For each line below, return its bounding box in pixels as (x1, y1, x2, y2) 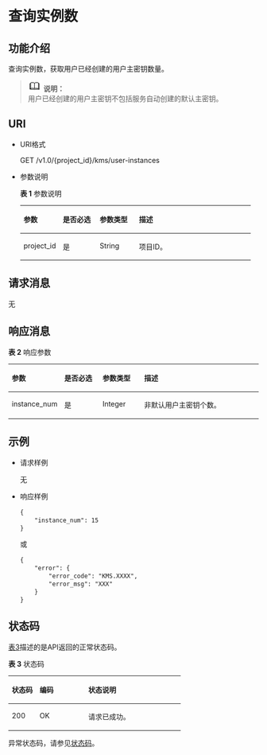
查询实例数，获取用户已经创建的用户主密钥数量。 (8, 64, 168, 73)
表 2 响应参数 (8, 347, 52, 356)
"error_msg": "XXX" (48, 580, 113, 588)
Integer (102, 399, 126, 409)
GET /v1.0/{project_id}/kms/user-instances (19, 155, 161, 165)
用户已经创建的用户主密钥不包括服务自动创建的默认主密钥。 (27, 94, 223, 103)
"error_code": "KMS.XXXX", (48, 572, 138, 580)
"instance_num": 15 (34, 516, 99, 524)
